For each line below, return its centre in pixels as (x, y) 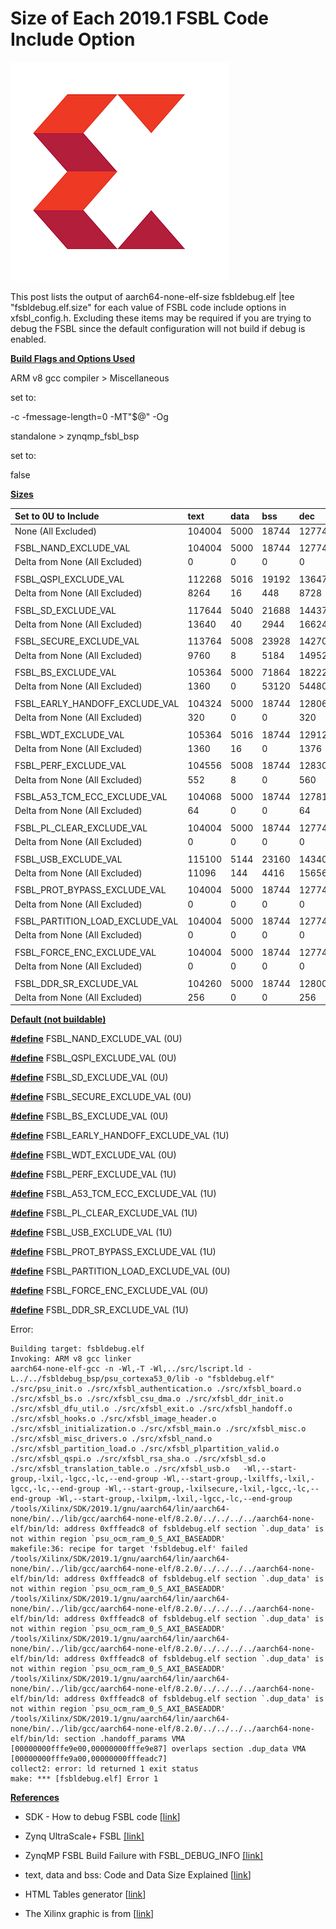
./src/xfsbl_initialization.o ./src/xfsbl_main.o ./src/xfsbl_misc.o (158, 1429)
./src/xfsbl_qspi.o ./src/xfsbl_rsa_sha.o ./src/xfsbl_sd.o (138, 1459)
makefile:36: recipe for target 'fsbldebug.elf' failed (129, 1549)
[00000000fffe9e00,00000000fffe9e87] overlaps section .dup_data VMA (158, 1749)
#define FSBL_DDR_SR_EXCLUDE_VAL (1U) (99, 1310)
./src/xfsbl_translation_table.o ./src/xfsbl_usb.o (120, 1469)
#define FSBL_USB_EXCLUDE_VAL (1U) (91, 1233)
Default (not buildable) (58, 1019)
